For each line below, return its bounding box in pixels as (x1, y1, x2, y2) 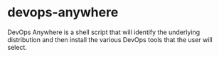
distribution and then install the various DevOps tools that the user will (7, 35, 213, 43)
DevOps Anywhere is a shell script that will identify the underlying (7, 28, 201, 36)
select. (7, 43, 27, 51)
